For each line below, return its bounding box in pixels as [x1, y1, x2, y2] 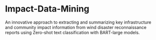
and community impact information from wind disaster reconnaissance [5, 24, 147, 30]
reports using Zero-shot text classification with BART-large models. [5, 29, 140, 35]
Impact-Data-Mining [5, 3, 89, 14]
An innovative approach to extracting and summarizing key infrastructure [5, 19, 152, 25]
